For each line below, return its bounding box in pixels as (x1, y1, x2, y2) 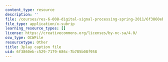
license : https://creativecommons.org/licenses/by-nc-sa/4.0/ (5, 30, 137, 35)
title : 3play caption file (5, 44, 61, 49)
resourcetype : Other (5, 40, 48, 45)
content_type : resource (5, 7, 55, 12)
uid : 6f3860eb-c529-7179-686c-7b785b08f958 (5, 49, 97, 54)
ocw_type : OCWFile (5, 35, 43, 40)
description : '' (5, 12, 39, 17)
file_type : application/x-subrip (5, 21, 75, 26)
